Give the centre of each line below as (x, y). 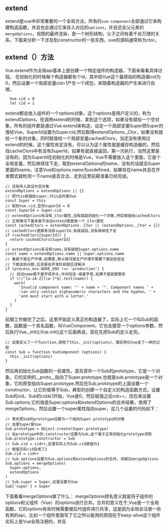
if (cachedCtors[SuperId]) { (36, 235)
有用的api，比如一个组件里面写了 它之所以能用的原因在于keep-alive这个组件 (83, 515)
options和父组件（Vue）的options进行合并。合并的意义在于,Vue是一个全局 (82, 502)
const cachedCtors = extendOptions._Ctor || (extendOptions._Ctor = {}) (83, 225)
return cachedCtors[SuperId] (40, 239)
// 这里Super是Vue (23, 424)
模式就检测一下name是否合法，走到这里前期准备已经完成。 (70, 176)
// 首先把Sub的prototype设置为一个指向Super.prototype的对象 (65, 419)
